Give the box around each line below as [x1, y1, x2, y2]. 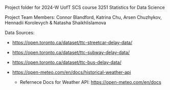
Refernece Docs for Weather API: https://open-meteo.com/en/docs [19, 79, 161, 85]
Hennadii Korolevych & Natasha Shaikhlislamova [5, 20, 107, 26]
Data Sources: [5, 30, 35, 35]
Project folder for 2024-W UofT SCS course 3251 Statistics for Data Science [5, 5, 165, 10]
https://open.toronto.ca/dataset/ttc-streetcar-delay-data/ [12, 39, 133, 46]
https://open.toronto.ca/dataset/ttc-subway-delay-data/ [12, 50, 130, 55]
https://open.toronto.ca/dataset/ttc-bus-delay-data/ [12, 59, 122, 65]
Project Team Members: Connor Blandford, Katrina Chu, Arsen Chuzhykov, [5, 14, 162, 20]
